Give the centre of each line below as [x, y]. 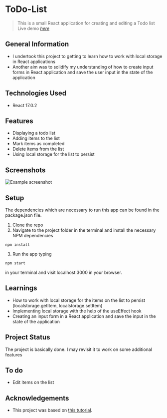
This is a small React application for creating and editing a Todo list [86, 23]
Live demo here [33, 28]
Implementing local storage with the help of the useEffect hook [77, 311]
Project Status [28, 337]
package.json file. [23, 215]
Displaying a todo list [34, 133]
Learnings [21, 288]
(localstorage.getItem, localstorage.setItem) [57, 305]
